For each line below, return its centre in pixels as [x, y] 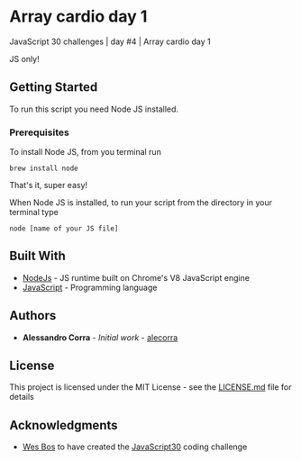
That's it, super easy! [49, 185]
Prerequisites [39, 132]
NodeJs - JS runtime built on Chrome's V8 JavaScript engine [136, 277]
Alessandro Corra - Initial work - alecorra [100, 337]
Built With [37, 256]
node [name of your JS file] [64, 229]
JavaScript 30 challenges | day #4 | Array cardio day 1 [110, 41]
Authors [33, 316]
